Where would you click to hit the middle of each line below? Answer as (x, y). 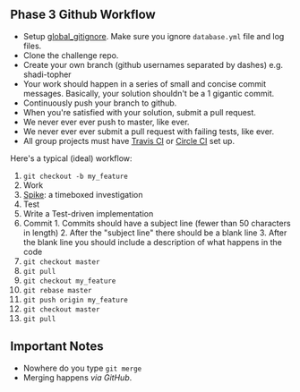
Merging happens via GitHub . (77, 377)
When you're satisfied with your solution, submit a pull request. (139, 112)
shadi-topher (47, 74)
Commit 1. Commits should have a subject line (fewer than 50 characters (157, 223)
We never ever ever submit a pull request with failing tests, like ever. (149, 131)
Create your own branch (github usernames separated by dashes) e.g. (153, 64)
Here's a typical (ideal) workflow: (71, 158)
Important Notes (57, 347)
